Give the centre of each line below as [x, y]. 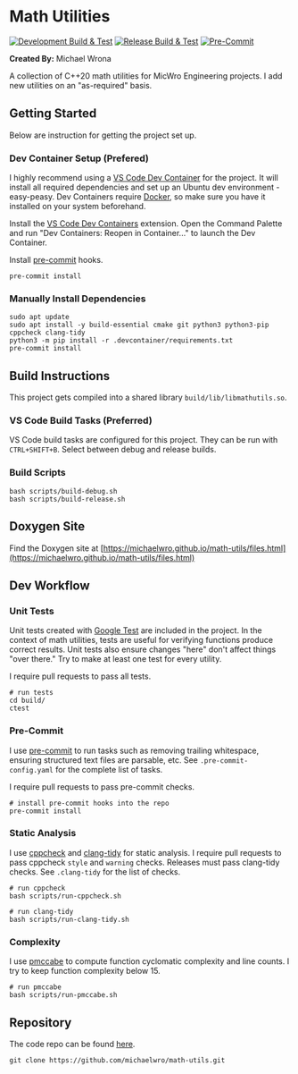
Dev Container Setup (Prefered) [79, 158]
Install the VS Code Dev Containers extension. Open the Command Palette [146, 224]
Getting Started [53, 114]
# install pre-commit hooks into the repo [89, 803]
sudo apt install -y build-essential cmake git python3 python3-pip [139, 325]
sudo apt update [39, 317]
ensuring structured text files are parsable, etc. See [104, 760]
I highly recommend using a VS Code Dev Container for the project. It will [144, 178]
